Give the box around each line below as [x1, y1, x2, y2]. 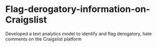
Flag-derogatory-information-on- [5, 3, 150, 15]
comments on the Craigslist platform [5, 36, 82, 42]
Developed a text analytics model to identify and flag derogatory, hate [5, 30, 152, 36]
